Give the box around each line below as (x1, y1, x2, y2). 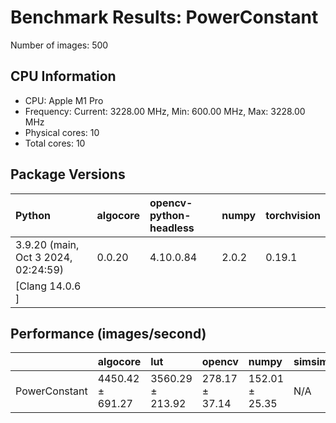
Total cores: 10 (24, 137, 86, 149)
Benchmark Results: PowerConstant (10, 6, 319, 29)
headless (149, 221, 195, 235)
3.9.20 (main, (15, 237, 80, 251)
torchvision (265, 208, 321, 222)
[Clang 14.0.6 (15, 279, 82, 293)
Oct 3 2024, (15, 250, 73, 264)
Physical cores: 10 (24, 126, 100, 138)
